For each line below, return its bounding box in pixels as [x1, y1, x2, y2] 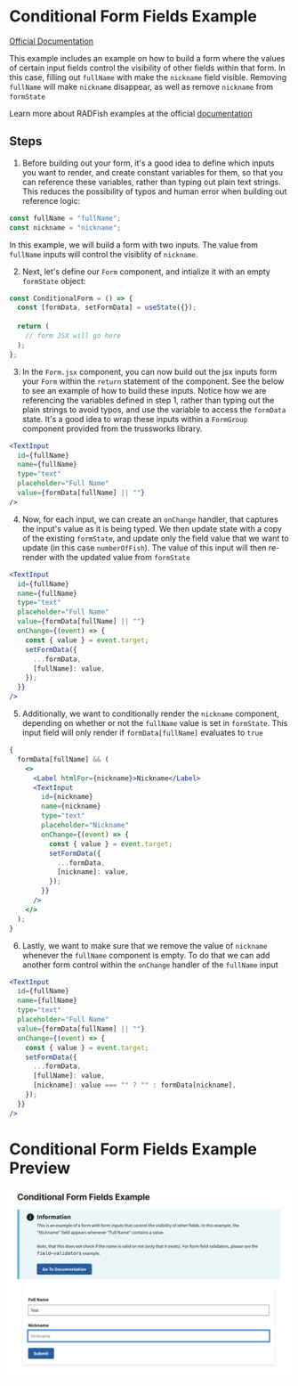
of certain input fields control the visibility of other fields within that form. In [9, 62, 286, 73]
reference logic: [21, 195, 81, 206]
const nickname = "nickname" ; [9, 223, 122, 232]
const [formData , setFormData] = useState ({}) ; [17, 303, 197, 313]
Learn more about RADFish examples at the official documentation [9, 108, 253, 118]
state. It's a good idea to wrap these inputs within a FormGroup [21, 413, 248, 424]
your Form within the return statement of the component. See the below [21, 376, 285, 387]
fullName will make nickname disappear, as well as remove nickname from [9, 81, 274, 92]
